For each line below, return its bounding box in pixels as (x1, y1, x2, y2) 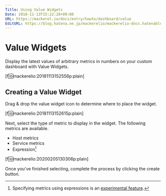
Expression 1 (12, 146, 37, 152)
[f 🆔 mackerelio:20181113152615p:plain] (5, 110, 84, 116)
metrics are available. (5, 126, 49, 131)
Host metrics (12, 135, 39, 141)
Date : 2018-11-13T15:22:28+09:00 (5, 12, 74, 17)
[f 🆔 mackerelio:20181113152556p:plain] (5, 73, 85, 79)
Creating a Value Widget (5, 88, 82, 96)
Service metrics (12, 140, 44, 146)
